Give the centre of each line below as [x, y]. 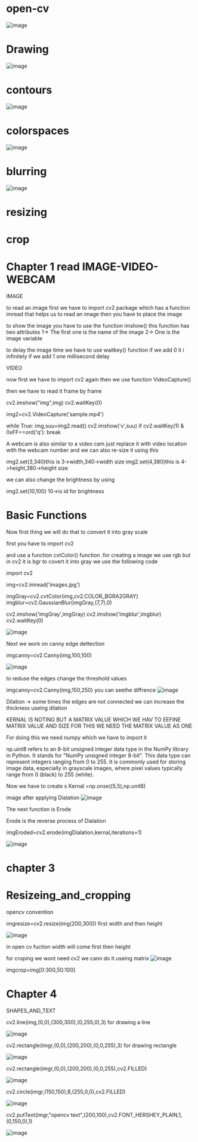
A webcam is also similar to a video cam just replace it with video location [97, 444]
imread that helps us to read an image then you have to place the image [94, 314]
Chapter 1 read [43, 267]
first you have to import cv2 [40, 543]
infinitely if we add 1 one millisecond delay [58, 356]
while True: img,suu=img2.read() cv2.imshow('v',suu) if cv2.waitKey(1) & [95, 426]
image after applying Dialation [43, 798]
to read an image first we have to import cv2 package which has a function [98, 308]
